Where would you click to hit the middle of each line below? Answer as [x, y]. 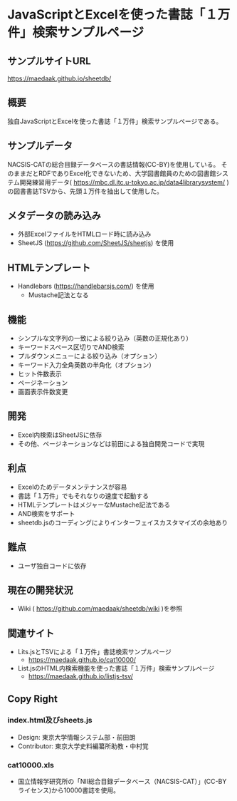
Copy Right [33, 699]
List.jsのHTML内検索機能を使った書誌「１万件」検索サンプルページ [116, 668]
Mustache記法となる [58, 295]
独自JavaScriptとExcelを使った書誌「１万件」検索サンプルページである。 [115, 121]
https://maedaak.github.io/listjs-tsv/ [81, 676]
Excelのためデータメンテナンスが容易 [72, 487]
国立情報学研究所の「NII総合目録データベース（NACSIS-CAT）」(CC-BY [122, 782]
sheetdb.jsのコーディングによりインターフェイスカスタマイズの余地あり [123, 522]
